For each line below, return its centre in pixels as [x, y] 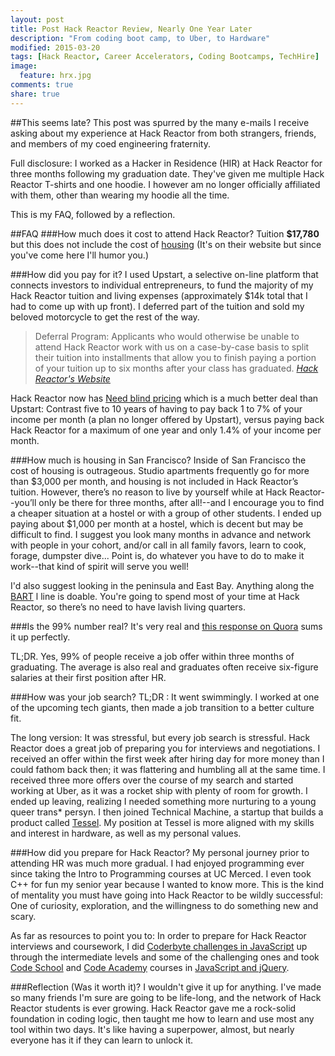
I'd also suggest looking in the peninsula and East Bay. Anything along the [162, 585]
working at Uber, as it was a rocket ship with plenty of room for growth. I [159, 790]
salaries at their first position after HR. [88, 677]
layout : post [37, 19]
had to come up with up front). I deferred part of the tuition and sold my [157, 306]
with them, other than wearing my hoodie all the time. [120, 195]
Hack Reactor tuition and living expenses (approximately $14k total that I [159, 295]
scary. [23, 916]
